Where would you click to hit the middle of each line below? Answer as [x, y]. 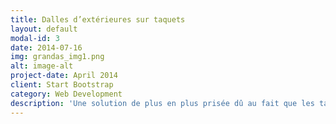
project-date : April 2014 [64, 76]
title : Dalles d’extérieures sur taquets [98, 19]
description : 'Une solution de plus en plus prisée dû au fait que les [162, 103]
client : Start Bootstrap [62, 85]
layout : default [44, 29]
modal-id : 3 [35, 38]
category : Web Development [66, 94]
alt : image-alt [42, 66]
